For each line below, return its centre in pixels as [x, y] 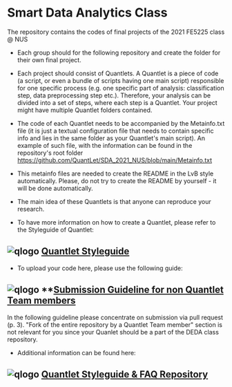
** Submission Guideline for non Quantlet [133, 290]
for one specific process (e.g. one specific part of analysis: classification [120, 88]
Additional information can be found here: [76, 352]
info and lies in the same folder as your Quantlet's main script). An [111, 138]
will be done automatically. [55, 188]
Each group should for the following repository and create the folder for [119, 53]
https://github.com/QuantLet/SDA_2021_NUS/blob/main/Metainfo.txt [115, 160]
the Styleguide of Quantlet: [56, 229]
